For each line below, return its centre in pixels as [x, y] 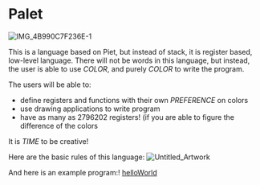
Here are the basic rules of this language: [77, 157]
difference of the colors [59, 125]
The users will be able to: [50, 84]
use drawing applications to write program [90, 109]
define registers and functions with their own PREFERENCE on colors [134, 100]
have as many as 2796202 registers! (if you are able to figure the [127, 117]
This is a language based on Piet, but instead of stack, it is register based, [130, 51]
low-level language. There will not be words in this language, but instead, [129, 60]
